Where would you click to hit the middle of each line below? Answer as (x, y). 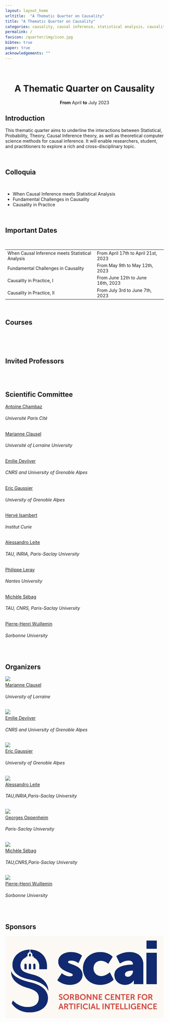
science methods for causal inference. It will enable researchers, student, (81, 141)
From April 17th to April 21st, (127, 253)
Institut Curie (19, 527)
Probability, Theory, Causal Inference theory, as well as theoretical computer (84, 136)
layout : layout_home (27, 11)
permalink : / (19, 32)
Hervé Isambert (21, 515)
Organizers (23, 667)
